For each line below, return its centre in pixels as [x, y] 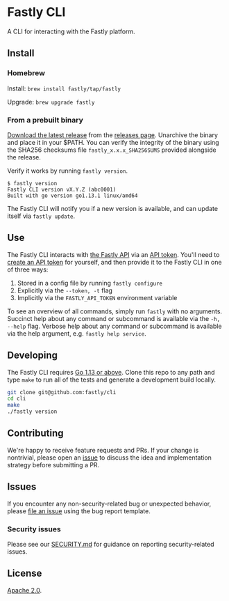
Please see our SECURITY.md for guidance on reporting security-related [111, 544]
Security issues [34, 529]
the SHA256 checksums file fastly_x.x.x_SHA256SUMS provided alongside [112, 150]
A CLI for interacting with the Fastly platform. [71, 31]
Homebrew [26, 73]
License [25, 573]
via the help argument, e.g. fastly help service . [77, 333]
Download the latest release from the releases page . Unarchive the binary [113, 135]
